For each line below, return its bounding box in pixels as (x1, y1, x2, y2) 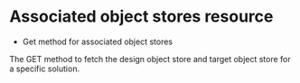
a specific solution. (9, 63, 80, 74)
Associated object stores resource (9, 6, 274, 27)
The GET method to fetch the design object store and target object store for (9, 53, 291, 64)
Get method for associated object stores (22, 36, 173, 47)
